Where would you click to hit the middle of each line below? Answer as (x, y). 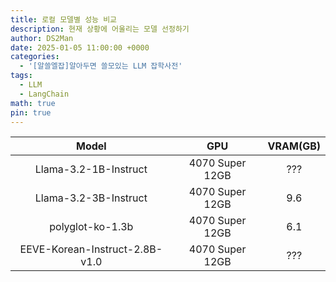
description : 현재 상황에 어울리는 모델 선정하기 (100, 29)
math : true (33, 103)
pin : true (31, 112)
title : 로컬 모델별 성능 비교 (64, 19)
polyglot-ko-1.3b (91, 227)
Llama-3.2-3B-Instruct (91, 198)
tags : (21, 76)
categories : (35, 57)
